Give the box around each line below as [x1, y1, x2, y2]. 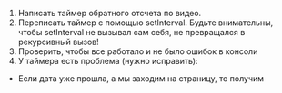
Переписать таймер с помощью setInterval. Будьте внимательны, [17, 17, 274, 28]
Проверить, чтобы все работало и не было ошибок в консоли [17, 46, 258, 57]
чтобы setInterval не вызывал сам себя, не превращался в [17, 27, 246, 37]
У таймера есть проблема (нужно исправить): [17, 56, 198, 66]
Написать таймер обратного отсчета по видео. [17, 8, 202, 18]
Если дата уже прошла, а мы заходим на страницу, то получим [17, 73, 265, 84]
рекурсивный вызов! [17, 36, 99, 47]
